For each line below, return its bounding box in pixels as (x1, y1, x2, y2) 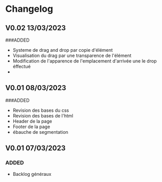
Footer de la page (12, 124, 50, 130)
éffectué (12, 64, 31, 69)
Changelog (5, 3, 53, 15)
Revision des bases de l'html (12, 112, 73, 118)
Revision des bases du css (12, 107, 69, 113)
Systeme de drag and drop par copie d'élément (12, 47, 113, 53)
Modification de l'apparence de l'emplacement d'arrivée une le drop (12, 58, 157, 64)
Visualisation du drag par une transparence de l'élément (12, 52, 132, 58)
